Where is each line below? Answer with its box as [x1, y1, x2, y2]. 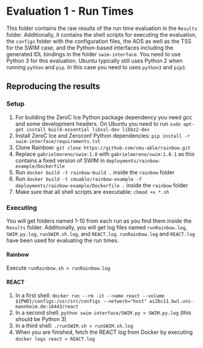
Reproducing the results [6, 81, 100, 92]
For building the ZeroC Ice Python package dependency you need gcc [15, 113, 193, 120]
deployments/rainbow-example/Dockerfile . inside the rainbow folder [15, 182, 188, 189]
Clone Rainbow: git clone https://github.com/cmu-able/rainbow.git [15, 144, 191, 151]
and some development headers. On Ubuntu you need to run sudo [15, 120, 181, 127]
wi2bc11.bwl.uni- [149, 298, 194, 305]
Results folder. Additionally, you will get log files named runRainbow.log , [6, 223, 188, 231]
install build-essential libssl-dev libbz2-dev [26, 127, 150, 133]
